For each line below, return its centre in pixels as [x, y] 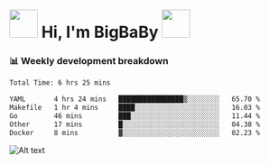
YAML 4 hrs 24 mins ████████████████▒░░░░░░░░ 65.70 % [134, 99]
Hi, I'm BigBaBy [100, 32]
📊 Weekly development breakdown [89, 61]
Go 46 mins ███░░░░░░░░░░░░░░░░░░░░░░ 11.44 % [134, 116]
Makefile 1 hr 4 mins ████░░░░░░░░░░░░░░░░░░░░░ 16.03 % [134, 108]
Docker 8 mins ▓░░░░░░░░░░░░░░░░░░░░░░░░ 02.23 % [134, 132]
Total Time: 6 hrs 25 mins [60, 83]
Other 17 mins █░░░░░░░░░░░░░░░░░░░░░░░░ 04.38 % [134, 124]
